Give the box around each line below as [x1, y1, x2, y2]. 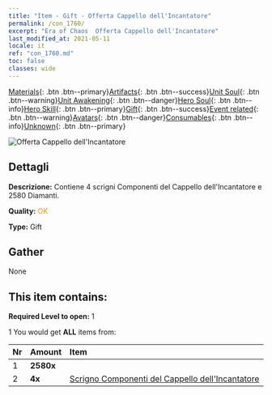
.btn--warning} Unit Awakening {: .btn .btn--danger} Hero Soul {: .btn [8, 95, 232, 105]
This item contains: [8, 290, 108, 304]
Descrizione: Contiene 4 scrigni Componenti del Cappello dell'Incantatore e [8, 181, 262, 191]
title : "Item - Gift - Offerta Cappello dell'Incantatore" [8, 11, 212, 20]
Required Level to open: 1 [8, 312, 95, 321]
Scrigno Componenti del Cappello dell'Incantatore [69, 373, 260, 384]
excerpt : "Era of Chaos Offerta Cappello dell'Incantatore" [8, 27, 219, 35]
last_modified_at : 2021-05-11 [8, 34, 111, 43]
